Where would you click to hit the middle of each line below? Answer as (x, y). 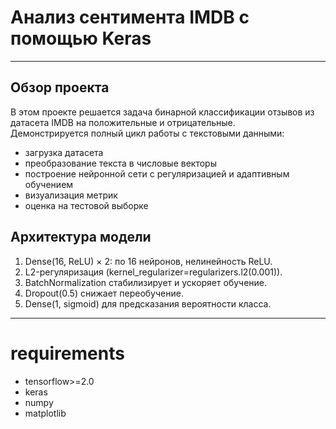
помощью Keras (81, 38)
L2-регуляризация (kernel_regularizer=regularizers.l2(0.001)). (153, 272)
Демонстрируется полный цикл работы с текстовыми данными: (147, 133)
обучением (49, 184)
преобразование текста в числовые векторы (120, 163)
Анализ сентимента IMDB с (130, 17)
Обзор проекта (60, 87)
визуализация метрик (71, 195)
